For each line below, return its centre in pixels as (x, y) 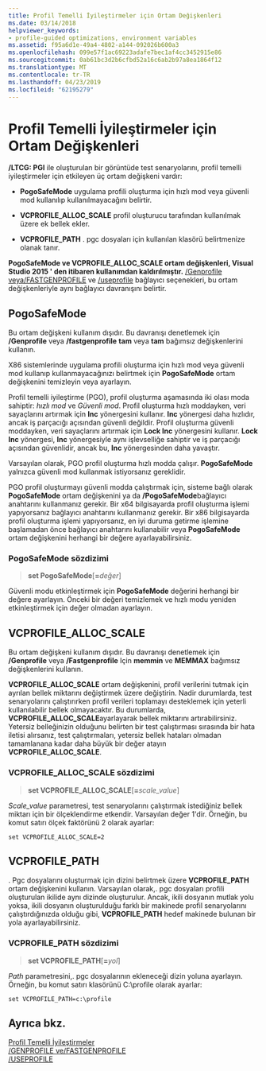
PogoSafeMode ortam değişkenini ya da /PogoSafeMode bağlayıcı (118, 496)
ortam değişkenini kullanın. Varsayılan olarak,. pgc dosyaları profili (116, 889)
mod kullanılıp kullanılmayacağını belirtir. (86, 200)
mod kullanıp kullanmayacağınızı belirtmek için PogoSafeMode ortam (122, 374)
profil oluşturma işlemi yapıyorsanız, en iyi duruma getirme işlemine (118, 521)
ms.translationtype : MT (48, 68)
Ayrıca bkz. (37, 1024)
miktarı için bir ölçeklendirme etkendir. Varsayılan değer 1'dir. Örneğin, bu (128, 814)
